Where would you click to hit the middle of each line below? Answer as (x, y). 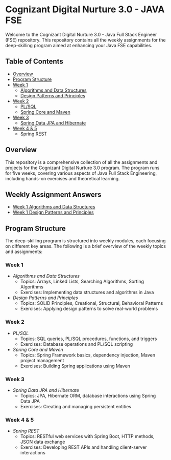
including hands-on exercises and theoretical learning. (63, 178)
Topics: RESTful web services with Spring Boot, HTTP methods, (87, 436)
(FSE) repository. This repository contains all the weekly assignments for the (86, 40)
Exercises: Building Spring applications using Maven (75, 366)
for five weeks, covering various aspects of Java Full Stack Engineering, (81, 173)
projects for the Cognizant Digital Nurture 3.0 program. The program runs (82, 168)
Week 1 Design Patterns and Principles (53, 212)
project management (42, 360)
